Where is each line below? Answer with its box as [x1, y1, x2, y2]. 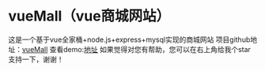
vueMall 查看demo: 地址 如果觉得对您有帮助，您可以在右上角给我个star [22, 44, 252, 54]
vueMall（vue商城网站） [8, 7, 171, 25]
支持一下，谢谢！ [8, 54, 64, 64]
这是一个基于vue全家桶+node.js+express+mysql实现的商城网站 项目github [8, 35, 251, 44]
